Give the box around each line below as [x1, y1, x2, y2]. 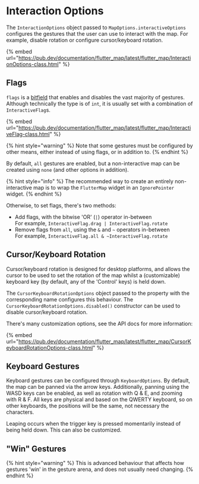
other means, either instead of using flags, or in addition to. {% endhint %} [6, 148, 189, 155]
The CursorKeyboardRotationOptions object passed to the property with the [6, 290, 190, 297]
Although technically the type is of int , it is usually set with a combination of [6, 100, 193, 107]
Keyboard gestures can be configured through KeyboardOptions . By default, [6, 377, 191, 384]
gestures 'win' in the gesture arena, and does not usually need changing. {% [6, 466, 194, 473]
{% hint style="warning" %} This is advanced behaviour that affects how [6, 460, 185, 467]
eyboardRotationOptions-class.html [6, 344, 93, 351]
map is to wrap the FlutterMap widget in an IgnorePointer [33, 184, 175, 191]
